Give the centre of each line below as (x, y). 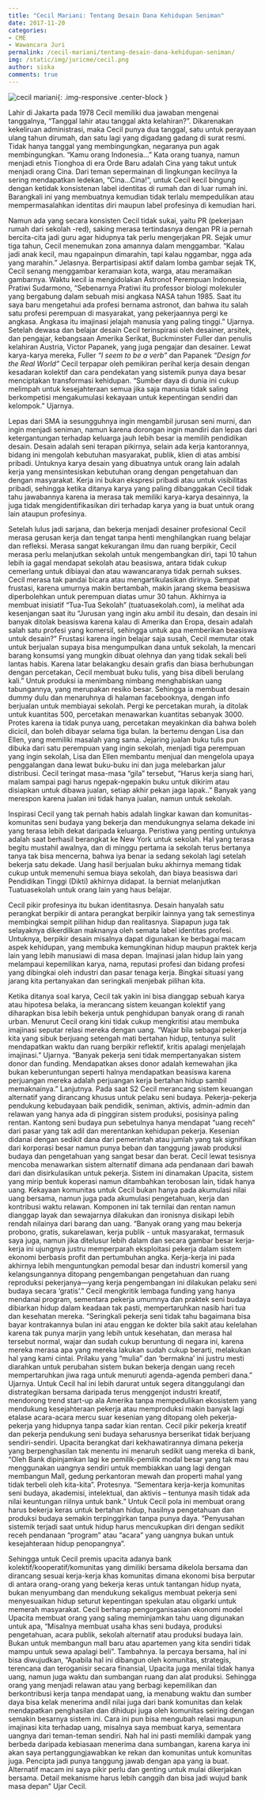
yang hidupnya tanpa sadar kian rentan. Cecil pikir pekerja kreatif (141, 1425)
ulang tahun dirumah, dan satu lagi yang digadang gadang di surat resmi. (127, 138)
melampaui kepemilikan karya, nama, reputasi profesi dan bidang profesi (127, 964)
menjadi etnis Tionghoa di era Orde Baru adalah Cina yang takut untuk (123, 162)
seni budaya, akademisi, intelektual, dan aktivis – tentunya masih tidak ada (129, 1493)
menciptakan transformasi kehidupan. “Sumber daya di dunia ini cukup (124, 380)
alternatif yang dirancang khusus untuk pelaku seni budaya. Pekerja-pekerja (132, 1097)
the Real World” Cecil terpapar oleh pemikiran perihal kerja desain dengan (129, 363)
